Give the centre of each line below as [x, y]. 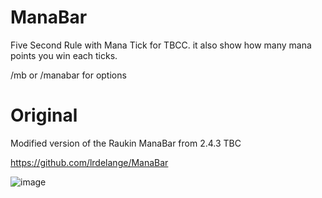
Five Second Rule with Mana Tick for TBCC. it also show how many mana [161, 45]
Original [44, 115]
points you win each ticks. [64, 55]
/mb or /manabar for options [68, 75]
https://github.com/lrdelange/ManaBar [89, 162]
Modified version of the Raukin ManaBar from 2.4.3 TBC [126, 143]
